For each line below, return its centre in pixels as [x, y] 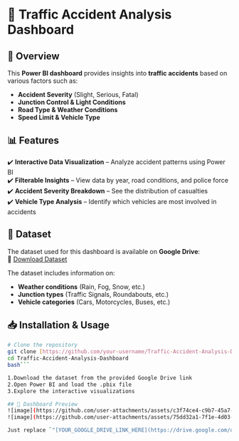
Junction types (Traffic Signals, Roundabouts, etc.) [93, 294]
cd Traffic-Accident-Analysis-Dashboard [68, 359]
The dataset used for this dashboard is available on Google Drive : [104, 251]
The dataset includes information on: [61, 273]
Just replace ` [30, 430]
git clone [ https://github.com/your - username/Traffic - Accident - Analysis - [119, 352]
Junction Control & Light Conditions [71, 102]
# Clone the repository [43, 345]
